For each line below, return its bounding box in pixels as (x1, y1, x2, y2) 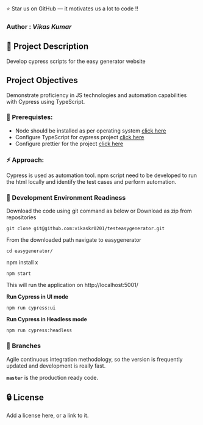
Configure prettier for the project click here (15, 140, 124, 147)
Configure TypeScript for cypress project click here (15, 133, 144, 140)
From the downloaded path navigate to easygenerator (6, 236, 141, 244)
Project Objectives (6, 75, 78, 85)
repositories (6, 214, 37, 221)
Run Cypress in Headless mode (6, 316, 87, 323)
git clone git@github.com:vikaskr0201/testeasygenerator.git (6, 225, 165, 232)
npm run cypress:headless (6, 327, 72, 334)
